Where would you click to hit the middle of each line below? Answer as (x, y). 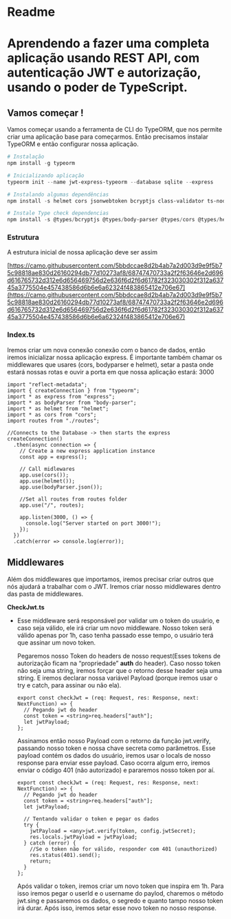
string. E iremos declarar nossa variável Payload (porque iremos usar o (117, 678)
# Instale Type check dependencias (58, 213)
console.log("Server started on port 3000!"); (93, 523)
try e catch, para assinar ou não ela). (69, 685)
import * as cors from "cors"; (52, 414)
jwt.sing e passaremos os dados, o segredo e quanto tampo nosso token (120, 900)
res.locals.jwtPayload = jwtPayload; (84, 837)
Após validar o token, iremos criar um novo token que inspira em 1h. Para (120, 886)
